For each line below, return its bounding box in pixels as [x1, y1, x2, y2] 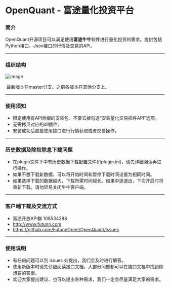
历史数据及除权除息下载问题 [5, 147, 73, 153]
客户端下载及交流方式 [5, 203, 57, 210]
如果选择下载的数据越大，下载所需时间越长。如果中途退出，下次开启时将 [12, 178, 163, 184]
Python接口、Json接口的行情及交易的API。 [5, 43, 95, 49]
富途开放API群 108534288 [12, 215, 67, 221]
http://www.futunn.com [12, 221, 62, 227]
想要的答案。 [12, 270, 39, 276]
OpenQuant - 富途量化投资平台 [5, 5, 134, 16]
